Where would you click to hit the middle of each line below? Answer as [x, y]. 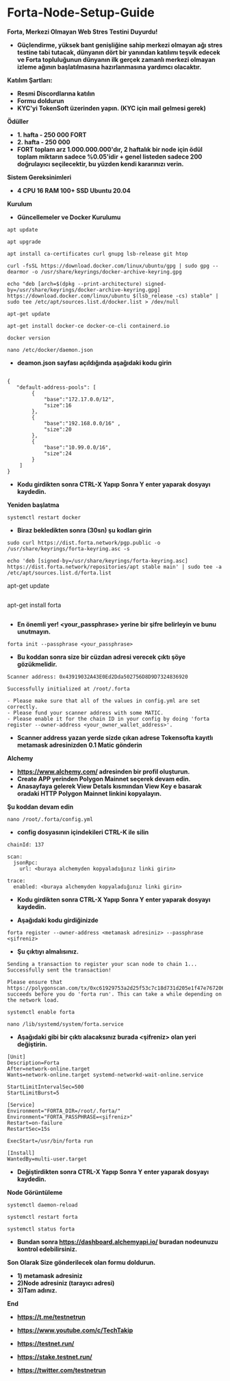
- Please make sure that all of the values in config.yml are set [104, 701]
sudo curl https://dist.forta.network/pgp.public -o [84, 543]
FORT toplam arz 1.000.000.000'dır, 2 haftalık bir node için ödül [110, 149]
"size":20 [57, 429]
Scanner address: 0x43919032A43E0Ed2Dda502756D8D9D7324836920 [98, 677]
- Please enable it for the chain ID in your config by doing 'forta [108, 719]
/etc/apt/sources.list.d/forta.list [59, 573]
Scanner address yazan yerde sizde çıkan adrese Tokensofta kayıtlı [115, 737]
